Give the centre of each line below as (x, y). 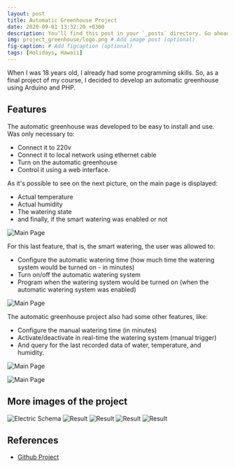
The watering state (44, 211)
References (33, 440)
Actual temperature (45, 197)
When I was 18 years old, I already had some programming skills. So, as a (113, 72)
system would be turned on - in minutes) (76, 267)
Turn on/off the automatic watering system (79, 274)
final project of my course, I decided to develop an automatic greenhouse (113, 80)
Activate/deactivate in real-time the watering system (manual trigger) (117, 337)
